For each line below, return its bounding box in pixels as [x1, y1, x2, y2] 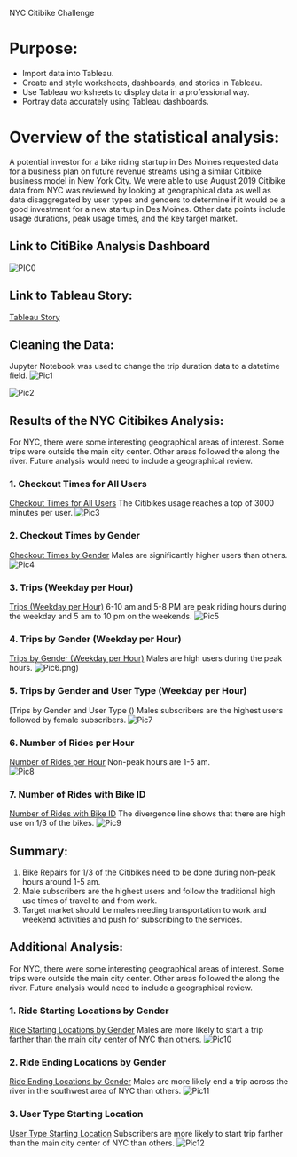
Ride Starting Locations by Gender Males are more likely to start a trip [9, 1025, 264, 1035]
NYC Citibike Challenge [9, 8, 95, 18]
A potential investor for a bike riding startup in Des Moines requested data [9, 156, 279, 167]
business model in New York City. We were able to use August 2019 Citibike [9, 175, 286, 185]
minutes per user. [9, 508, 74, 518]
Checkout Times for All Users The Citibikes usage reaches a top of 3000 [9, 498, 275, 508]
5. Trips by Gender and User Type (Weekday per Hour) [9, 685, 247, 697]
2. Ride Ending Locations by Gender [9, 1056, 167, 1068]
